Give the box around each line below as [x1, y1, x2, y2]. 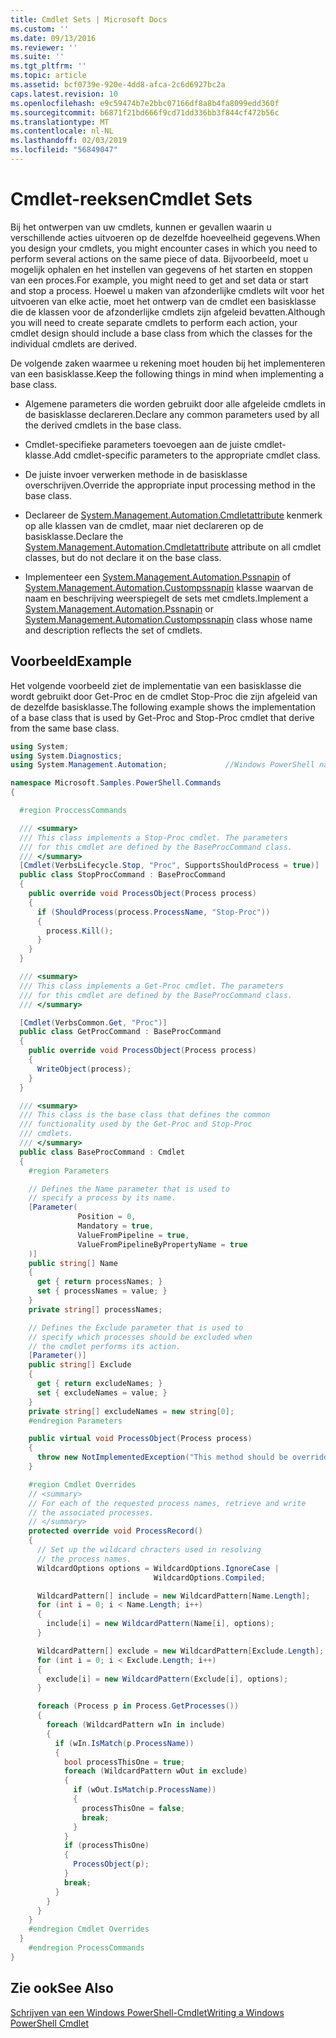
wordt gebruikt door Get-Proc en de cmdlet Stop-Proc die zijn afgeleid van [10, 690, 318, 702]
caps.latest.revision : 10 [10, 89, 118, 99]
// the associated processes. [28, 1507, 155, 1518]
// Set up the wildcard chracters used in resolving [36, 1545, 262, 1555]
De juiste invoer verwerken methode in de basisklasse [24, 468, 248, 480]
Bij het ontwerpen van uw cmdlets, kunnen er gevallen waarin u [10, 221, 272, 233]
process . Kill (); [46, 926, 114, 936]
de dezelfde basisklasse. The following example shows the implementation [10, 701, 316, 713]
